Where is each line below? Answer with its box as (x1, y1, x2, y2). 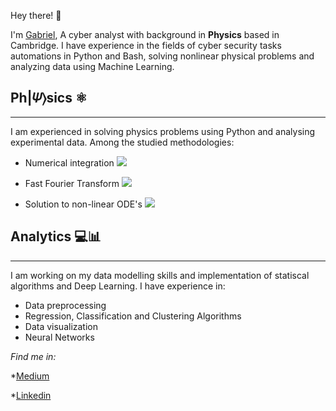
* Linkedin (10, 389, 52, 401)
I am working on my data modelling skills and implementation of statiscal (10, 269, 310, 281)
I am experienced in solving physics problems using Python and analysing (10, 125, 316, 137)
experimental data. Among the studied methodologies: (10, 136, 235, 148)
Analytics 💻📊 (10, 228, 102, 245)
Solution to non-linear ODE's (24, 198, 143, 210)
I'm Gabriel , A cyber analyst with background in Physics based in (10, 29, 280, 40)
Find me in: (10, 350, 57, 362)
